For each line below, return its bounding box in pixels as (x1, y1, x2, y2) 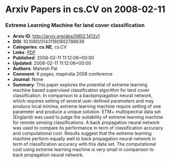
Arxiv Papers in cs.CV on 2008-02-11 (5, 4, 165, 15)
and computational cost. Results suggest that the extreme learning (12, 131, 152, 137)
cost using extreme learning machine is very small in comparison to (12, 146, 154, 153)
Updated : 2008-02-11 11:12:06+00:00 (12, 60, 91, 67)
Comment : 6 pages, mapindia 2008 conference (12, 71, 113, 77)
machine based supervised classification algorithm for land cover (12, 87, 150, 93)
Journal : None (12, 76, 44, 82)
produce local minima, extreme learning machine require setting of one (12, 103, 161, 110)
